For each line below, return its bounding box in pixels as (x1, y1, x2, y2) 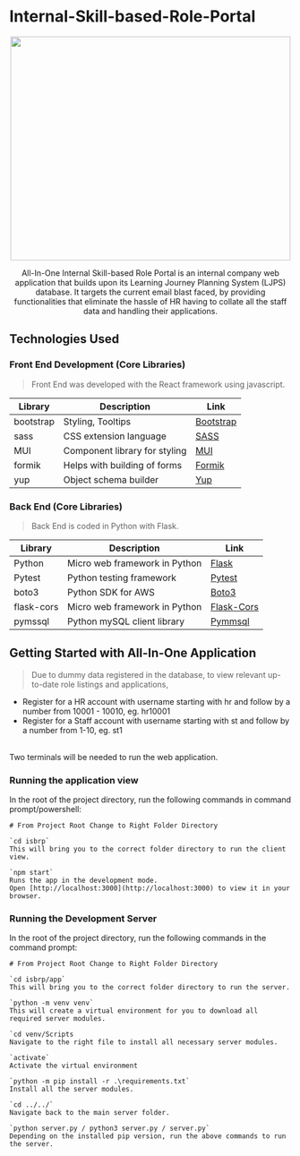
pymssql (13, 615, 50, 628)
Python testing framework (66, 571, 177, 584)
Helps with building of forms (63, 458, 182, 471)
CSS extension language (63, 430, 167, 442)
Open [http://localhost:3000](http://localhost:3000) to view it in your (9, 884, 291, 893)
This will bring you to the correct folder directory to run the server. (9, 983, 291, 992)
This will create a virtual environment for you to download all (9, 1006, 258, 1015)
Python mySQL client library (66, 615, 185, 628)
